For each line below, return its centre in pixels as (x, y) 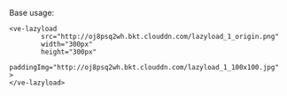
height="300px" (69, 52)
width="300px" (67, 44)
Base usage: (32, 13)
